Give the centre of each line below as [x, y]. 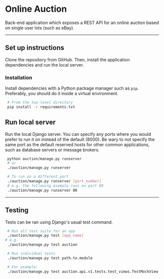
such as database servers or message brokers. [52, 150]
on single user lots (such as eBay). [40, 27]
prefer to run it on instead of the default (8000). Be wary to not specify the [80, 139]
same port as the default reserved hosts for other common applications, [77, 144]
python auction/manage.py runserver [44, 159]
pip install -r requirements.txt [41, 107]
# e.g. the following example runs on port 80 [55, 186]
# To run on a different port [38, 177]
